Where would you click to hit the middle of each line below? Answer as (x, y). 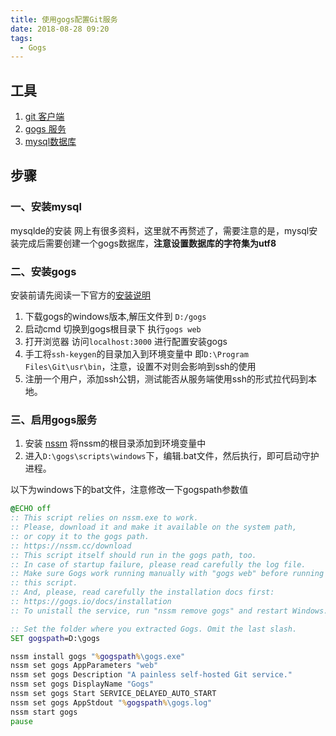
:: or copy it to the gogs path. (80, 536)
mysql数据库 (50, 142)
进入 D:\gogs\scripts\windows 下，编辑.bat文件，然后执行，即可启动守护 (172, 456)
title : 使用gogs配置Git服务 (64, 19)
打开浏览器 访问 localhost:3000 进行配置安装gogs (126, 342)
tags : (21, 38)
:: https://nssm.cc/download (71, 546)
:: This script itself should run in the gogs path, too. (133, 555)
